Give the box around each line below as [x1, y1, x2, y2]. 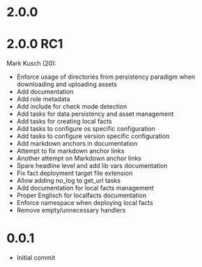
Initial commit [16, 254, 56, 262]
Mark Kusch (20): [6, 59, 57, 68]
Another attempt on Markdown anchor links [16, 154, 142, 162]
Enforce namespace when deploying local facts [16, 199, 154, 207]
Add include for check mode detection [16, 102, 127, 111]
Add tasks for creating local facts [16, 117, 112, 125]
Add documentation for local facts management [16, 184, 154, 192]
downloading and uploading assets [16, 80, 118, 89]
